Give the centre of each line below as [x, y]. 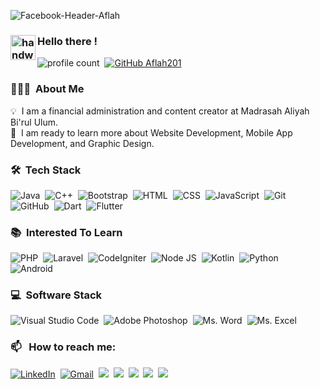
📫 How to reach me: [63, 347]
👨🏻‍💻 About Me [47, 89]
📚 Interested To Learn [66, 232]
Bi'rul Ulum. [34, 122]
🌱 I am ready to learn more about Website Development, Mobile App [151, 132]
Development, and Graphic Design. [82, 143]
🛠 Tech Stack [46, 170]
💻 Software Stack [56, 295]
